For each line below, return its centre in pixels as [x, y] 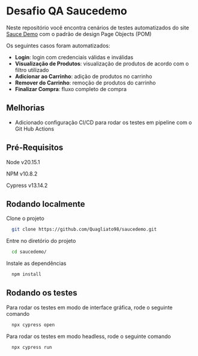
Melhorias [25, 108]
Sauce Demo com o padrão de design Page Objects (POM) [79, 34]
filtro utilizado [32, 70]
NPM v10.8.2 [22, 174]
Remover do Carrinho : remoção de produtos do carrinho [85, 83]
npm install [27, 274]
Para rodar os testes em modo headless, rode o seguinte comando [88, 336]
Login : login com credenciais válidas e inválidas [74, 57]
